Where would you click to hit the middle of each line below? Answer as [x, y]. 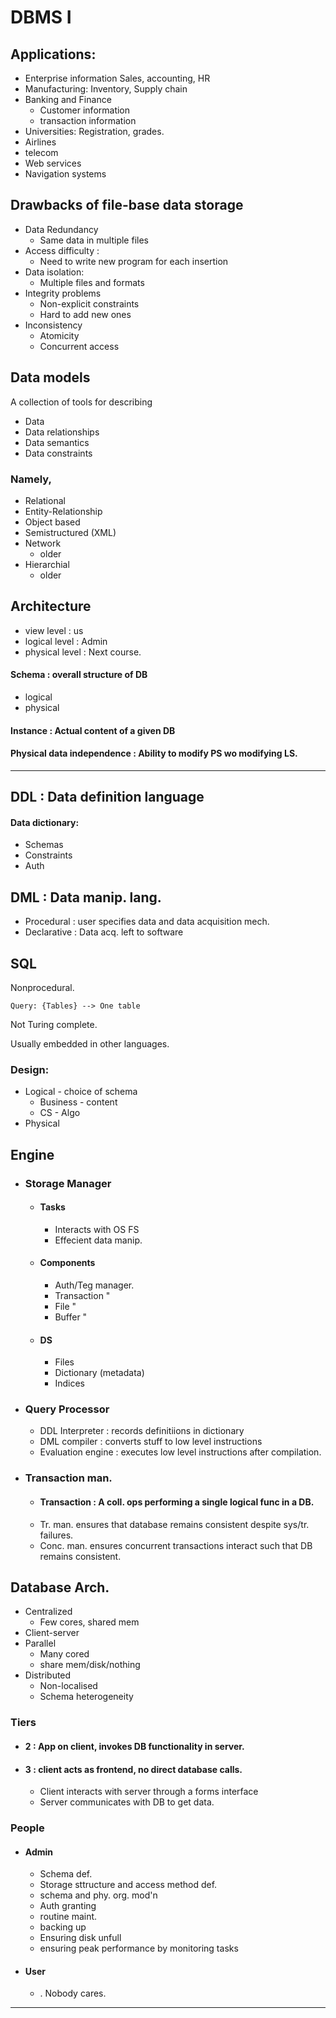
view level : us [54, 630]
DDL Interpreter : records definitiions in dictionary [142, 1431]
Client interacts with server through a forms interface [149, 1792]
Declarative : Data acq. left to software [104, 932]
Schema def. [66, 1874]
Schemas [44, 845]
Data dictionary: [45, 822]
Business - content [78, 1102]
